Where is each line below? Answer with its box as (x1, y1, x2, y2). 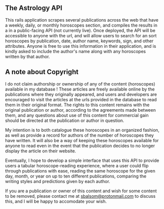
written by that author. (5, 54, 50, 60)
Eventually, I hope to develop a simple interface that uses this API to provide (5, 157, 159, 163)
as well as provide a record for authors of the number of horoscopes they (5, 132, 154, 138)
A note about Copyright (5, 68, 79, 76)
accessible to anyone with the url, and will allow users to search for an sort (5, 32, 157, 38)
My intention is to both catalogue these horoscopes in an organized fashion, (5, 127, 160, 133)
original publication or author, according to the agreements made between (5, 107, 156, 113)
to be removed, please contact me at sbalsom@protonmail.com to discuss (5, 193, 156, 199)
